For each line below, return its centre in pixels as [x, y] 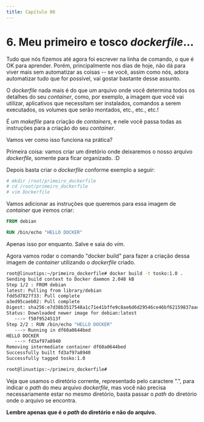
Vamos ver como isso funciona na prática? [59, 139]
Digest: [16, 308]
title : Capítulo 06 [31, 12]
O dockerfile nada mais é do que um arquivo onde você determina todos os [101, 90]
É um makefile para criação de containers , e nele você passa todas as [94, 121]
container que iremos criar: [40, 210]
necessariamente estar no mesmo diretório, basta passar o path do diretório [102, 394]
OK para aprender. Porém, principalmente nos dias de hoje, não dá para [96, 65]
